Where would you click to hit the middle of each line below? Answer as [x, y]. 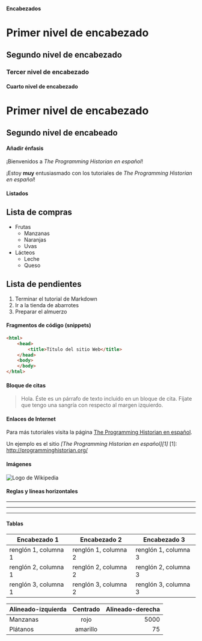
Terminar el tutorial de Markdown [56, 299]
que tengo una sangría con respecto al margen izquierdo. [92, 405]
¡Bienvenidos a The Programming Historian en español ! [75, 161]
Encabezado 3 [164, 540]
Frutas [23, 227]
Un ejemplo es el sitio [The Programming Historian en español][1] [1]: [92, 444]
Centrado [86, 610]
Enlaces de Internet [31, 419]
